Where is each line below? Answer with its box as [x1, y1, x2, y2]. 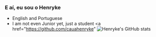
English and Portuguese [12, 15, 63, 21]
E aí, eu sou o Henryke [5, 4, 61, 11]
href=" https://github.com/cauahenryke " [12, 26, 96, 32]
